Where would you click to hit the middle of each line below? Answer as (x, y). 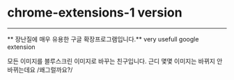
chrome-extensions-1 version (95, 13)
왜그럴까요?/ (56, 70)
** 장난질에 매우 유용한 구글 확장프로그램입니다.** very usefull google (103, 39)
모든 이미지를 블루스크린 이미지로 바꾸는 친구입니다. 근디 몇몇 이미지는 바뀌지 (111, 61)
